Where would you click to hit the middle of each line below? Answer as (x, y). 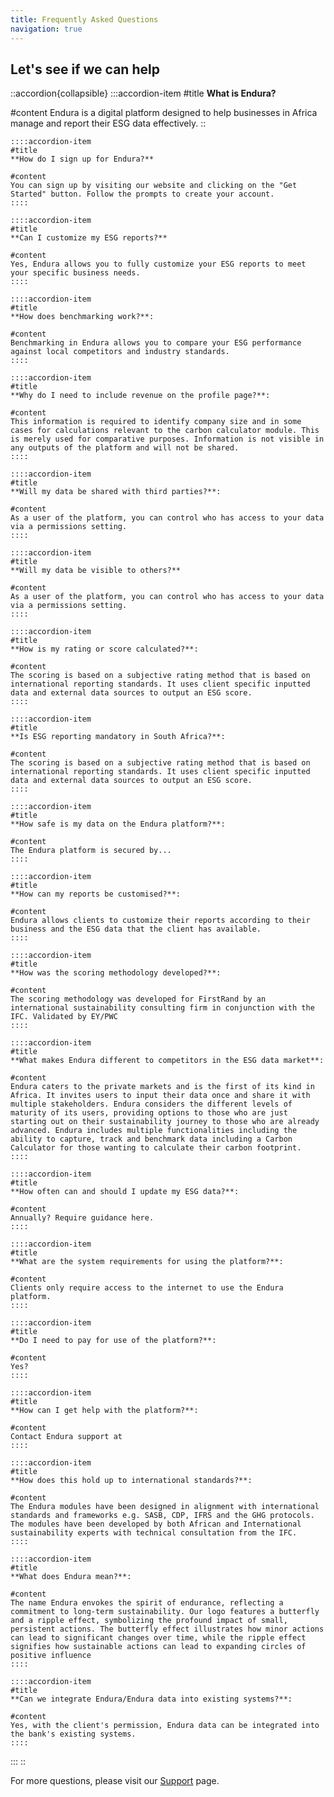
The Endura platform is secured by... (91, 851)
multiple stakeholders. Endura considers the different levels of (151, 1104)
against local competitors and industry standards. (120, 352)
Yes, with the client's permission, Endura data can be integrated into (165, 1726)
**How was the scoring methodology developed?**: (116, 973)
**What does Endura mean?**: (71, 1577)
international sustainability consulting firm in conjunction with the (162, 1008)
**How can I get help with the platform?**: (104, 1411)
